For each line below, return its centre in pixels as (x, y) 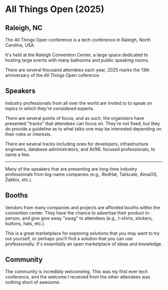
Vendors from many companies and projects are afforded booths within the (82, 207)
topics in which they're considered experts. (50, 108)
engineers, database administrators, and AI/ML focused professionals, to (80, 149)
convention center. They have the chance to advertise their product (74, 213)
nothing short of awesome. (33, 282)
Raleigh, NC (24, 28)
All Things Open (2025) (55, 9)
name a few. (18, 155)
